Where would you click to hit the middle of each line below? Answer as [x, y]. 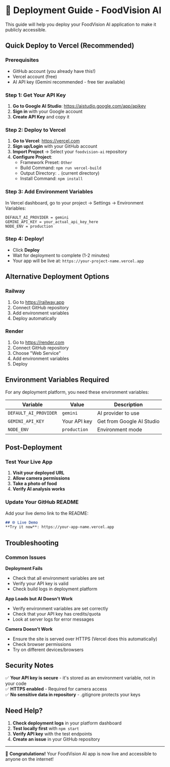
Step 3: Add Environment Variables [49, 192]
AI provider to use [118, 413]
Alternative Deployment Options [57, 277]
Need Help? [24, 711]
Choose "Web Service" [37, 353]
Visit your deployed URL [38, 473]
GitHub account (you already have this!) [54, 71]
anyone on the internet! [30, 759]
